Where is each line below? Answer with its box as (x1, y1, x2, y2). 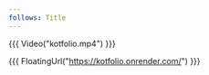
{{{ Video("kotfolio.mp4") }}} (8, 38, 116, 49)
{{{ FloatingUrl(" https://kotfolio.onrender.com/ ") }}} (8, 55, 202, 66)
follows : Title (8, 13, 67, 23)
